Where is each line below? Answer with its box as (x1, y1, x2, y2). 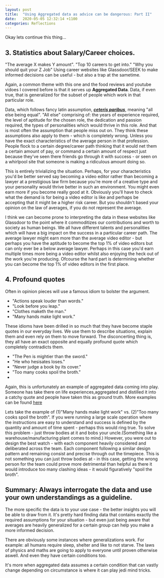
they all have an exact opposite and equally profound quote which (5, 339, 138, 344)
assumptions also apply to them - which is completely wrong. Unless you (5, 133, 153, 139)
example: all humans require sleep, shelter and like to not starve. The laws (5, 542, 155, 548)
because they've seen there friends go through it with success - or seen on (5, 154, 158, 159)
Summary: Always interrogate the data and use (5, 486, 152, 494)
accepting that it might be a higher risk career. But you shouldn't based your (5, 200, 159, 206)
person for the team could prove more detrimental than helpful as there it (5, 461, 153, 467)
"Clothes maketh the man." (12, 308, 67, 314)
